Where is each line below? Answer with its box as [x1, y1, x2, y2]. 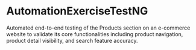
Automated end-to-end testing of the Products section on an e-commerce [6, 24, 191, 31]
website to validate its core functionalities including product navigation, [6, 30, 183, 37]
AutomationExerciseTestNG [6, 4, 148, 18]
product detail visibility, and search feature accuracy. [6, 37, 138, 44]
